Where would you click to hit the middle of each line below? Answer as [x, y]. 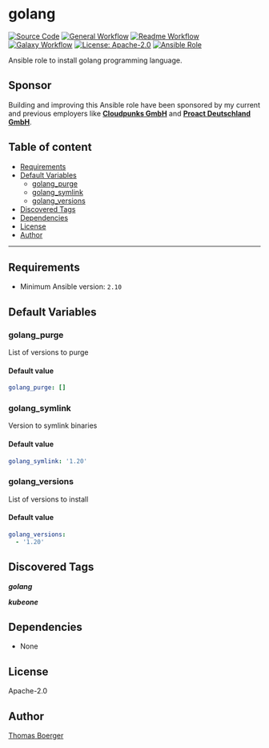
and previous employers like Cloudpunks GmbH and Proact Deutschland [129, 113]
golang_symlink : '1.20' [48, 461]
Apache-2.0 [28, 691]
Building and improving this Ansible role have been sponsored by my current [134, 104]
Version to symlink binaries [53, 425]
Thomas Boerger [36, 736]
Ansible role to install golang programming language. [95, 60]
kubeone [23, 602]
